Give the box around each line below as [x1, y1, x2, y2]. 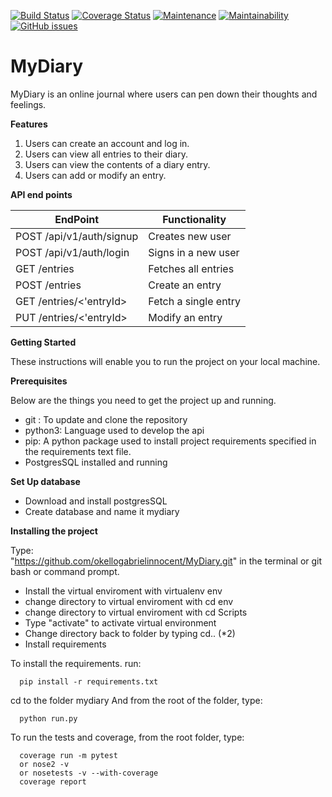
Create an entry [148, 278, 222, 292]
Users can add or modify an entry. [24, 169, 167, 181]
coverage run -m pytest [19, 750, 118, 760]
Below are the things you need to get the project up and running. [10, 394, 277, 406]
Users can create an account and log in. [24, 137, 190, 149]
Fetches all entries [148, 261, 235, 275]
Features [10, 118, 48, 130]
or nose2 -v [19, 759, 70, 769]
